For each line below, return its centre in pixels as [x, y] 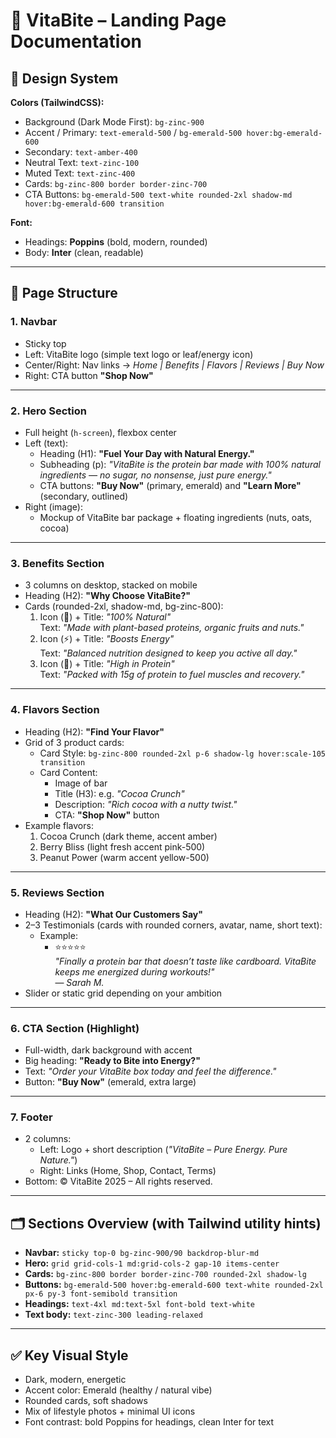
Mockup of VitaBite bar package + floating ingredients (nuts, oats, [176, 517]
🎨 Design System [64, 78]
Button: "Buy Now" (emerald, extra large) [110, 1082]
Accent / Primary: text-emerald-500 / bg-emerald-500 [133, 132]
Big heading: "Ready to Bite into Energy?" [112, 1061]
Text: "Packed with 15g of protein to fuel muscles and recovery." [172, 675]
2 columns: [48, 1139]
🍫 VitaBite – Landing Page [118, 20]
